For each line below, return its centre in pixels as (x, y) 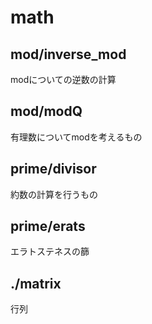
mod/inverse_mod (68, 54)
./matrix (36, 283)
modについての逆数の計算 (63, 79)
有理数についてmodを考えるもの (76, 137)
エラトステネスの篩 (50, 252)
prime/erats (48, 226)
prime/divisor (53, 169)
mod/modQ (46, 111)
